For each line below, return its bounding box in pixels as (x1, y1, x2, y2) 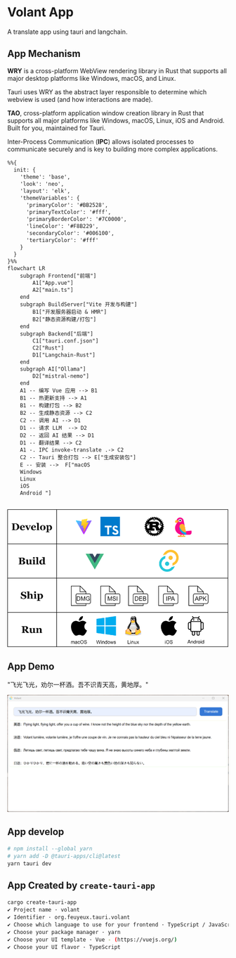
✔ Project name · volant (7, 907, 80, 914)
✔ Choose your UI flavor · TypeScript (7, 943, 121, 950)
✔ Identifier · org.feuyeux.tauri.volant (7, 914, 131, 921)
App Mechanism (7, 48, 81, 60)
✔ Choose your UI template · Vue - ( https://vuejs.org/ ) (7, 936, 178, 943)
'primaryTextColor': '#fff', (25, 208, 112, 215)
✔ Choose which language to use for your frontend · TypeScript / (7, 921, 206, 928)
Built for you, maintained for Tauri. (7, 124, 106, 132)
